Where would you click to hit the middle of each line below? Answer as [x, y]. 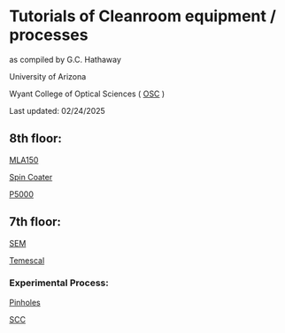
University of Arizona [48, 76]
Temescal [27, 260]
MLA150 [24, 160]
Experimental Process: [59, 283]
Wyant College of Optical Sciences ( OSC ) [87, 94]
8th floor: [35, 139]
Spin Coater [31, 177]
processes [49, 35]
